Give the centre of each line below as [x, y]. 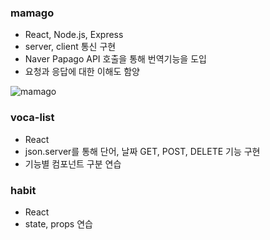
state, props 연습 [58, 223]
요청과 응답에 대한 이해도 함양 [82, 72]
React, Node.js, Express [74, 35]
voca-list [32, 118]
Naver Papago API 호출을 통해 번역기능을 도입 [115, 59]
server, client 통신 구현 [70, 47]
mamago [32, 13]
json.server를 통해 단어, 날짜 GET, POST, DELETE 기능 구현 [142, 151]
